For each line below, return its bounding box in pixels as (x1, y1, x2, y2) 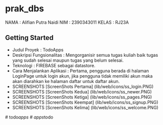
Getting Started (5, 34, 54, 42)
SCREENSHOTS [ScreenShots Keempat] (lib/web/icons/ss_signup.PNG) (12, 99, 159, 105)
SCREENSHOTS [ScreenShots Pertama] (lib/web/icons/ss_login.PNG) (12, 83, 154, 89)
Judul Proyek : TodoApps (12, 46, 64, 52)
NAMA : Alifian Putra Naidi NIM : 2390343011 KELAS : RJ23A (5, 19, 129, 25)
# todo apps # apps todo (5, 114, 53, 120)
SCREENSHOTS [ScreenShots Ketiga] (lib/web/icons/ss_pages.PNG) (12, 94, 152, 100)
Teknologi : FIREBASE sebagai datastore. (12, 62, 95, 68)
